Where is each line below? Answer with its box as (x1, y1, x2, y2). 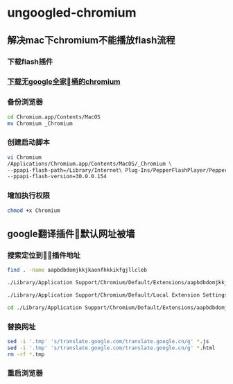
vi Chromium (7, 154, 42, 161)
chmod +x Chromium (7, 207, 60, 214)
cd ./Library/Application (7, 304, 82, 311)
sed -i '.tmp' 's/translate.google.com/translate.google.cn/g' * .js (7, 338, 209, 344)
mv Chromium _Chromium (7, 120, 73, 127)
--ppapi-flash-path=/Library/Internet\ (7, 166, 123, 174)
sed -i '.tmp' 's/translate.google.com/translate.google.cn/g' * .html (7, 344, 216, 351)
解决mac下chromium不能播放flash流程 (7, 34, 175, 46)
